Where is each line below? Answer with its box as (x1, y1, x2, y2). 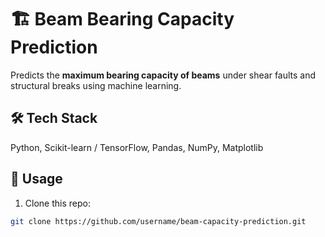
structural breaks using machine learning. (10, 79, 182, 91)
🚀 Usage (10, 171, 63, 188)
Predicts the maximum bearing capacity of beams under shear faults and (10, 69, 317, 81)
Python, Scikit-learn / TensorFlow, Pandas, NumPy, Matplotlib (10, 141, 264, 153)
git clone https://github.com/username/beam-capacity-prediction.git (10, 216, 307, 226)
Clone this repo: (24, 197, 91, 209)
